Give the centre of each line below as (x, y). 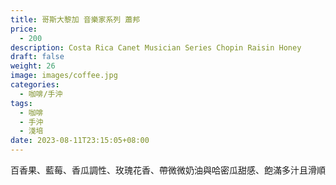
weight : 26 (33, 66)
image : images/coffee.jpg (64, 76)
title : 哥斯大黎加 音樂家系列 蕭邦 (75, 19)
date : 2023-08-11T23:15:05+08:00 (80, 141)
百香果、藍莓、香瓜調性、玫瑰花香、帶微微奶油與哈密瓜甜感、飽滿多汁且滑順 (168, 170)
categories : (35, 85)
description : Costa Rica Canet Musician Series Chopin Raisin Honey (156, 47)
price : (24, 29)
